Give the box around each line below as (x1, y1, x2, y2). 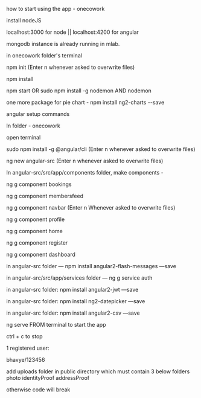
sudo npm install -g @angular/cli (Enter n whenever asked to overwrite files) (6, 146, 196, 153)
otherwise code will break (6, 386, 71, 393)
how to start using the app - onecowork (6, 5, 105, 12)
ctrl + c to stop (6, 333, 43, 340)
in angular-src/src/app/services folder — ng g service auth (6, 274, 153, 281)
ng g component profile (6, 216, 65, 223)
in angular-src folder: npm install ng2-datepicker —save (6, 298, 145, 304)
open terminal (6, 134, 41, 141)
